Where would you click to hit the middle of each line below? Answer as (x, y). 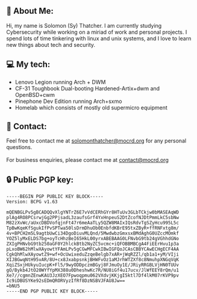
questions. (19, 147)
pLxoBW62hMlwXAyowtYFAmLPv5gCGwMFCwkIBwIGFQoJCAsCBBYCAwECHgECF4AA (93, 249)
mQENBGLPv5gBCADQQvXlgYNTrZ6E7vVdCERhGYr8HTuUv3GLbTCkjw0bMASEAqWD (93, 212)
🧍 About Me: (30, 11)
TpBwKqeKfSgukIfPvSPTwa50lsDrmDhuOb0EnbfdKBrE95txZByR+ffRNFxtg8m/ (93, 228)
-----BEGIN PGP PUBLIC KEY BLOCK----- (55, 197)
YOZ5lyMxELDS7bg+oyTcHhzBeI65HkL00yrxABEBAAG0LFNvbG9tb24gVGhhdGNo (93, 239)
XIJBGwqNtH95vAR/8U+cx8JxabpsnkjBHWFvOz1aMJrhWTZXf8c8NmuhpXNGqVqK (93, 260)
